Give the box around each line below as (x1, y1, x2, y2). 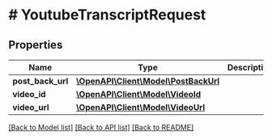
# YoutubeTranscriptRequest (8, 6, 206, 24)
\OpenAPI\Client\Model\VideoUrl (75, 102, 206, 112)
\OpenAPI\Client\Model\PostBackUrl (75, 75, 220, 87)
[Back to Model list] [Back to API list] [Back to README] (8, 123, 194, 132)
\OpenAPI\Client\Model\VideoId (75, 89, 201, 100)
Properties (8, 38, 63, 52)
